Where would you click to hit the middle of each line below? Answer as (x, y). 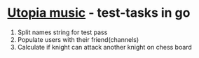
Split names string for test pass (62, 32)
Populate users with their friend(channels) (78, 39)
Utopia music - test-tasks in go (99, 13)
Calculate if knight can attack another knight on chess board (105, 47)
